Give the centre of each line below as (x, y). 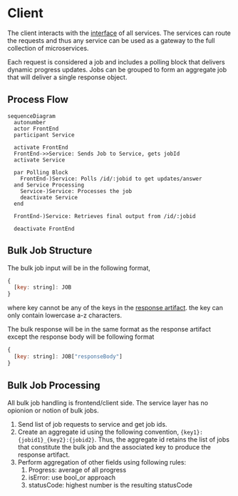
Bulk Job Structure (50, 251)
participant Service (44, 135)
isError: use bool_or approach (72, 477)
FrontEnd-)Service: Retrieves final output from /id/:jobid (105, 216)
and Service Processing (49, 185)
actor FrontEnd (36, 129)
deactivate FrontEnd (44, 229)
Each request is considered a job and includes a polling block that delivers (117, 61)
